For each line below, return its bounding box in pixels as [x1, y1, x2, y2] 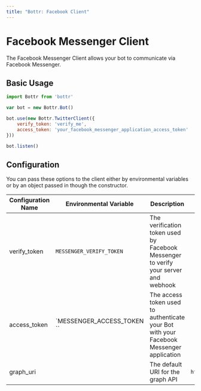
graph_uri [9, 368, 36, 376]
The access [149, 291, 182, 299]
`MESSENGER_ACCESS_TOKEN [56, 317, 144, 325]
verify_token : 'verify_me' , [17, 121, 87, 127]
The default [149, 360, 182, 369]
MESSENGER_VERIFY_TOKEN [56, 248, 124, 255]
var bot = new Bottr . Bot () [6, 105, 74, 111]
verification [149, 221, 181, 229]
